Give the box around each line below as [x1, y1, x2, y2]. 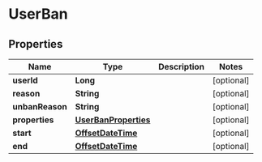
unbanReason [12, 101, 67, 112]
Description [157, 62, 205, 72]
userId [12, 75, 38, 86]
